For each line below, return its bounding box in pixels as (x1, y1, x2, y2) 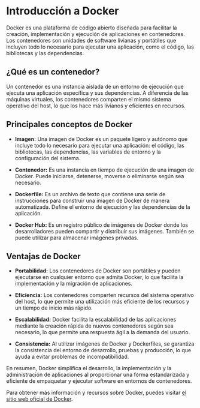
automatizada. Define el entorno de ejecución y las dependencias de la (14, 203, 190, 211)
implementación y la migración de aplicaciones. (14, 280, 133, 287)
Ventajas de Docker (6, 251, 81, 262)
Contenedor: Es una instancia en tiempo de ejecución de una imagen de (14, 166, 195, 173)
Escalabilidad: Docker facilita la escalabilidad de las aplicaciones (14, 316, 177, 323)
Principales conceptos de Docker (6, 119, 133, 130)
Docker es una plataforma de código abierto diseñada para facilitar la (6, 24, 177, 31)
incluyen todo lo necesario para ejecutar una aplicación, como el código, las (6, 43, 195, 50)
